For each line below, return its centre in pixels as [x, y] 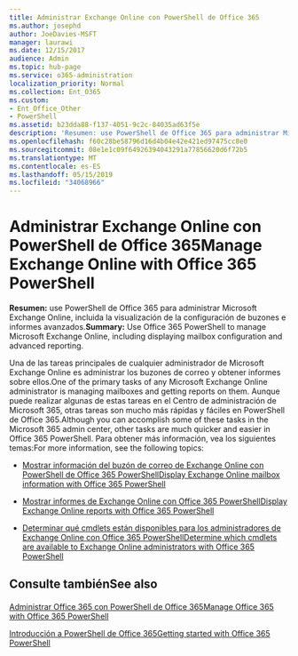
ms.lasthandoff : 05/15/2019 [61, 174]
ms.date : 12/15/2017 [47, 51]
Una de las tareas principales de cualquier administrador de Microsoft [137, 363]
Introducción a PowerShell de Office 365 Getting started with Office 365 [140, 634]
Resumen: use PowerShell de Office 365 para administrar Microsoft [133, 308]
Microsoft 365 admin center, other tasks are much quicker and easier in [140, 429]
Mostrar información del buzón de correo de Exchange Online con [143, 465]
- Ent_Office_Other [45, 108]
